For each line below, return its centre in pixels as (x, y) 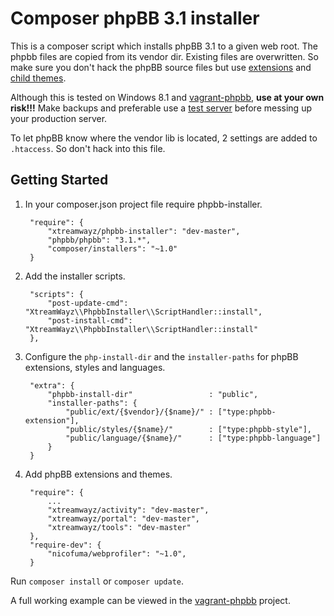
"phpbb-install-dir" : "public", (153, 394)
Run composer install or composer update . (97, 581)
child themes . (38, 78)
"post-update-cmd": (88, 303)
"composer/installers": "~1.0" (112, 248)
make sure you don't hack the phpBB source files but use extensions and (161, 67)
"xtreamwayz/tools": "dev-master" (119, 527)
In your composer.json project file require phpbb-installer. (143, 204)
